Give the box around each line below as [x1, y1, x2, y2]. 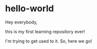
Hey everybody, [5, 19, 38, 25]
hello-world [5, 3, 54, 14]
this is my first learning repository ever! [5, 28, 85, 34]
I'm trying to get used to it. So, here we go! [5, 38, 93, 44]
